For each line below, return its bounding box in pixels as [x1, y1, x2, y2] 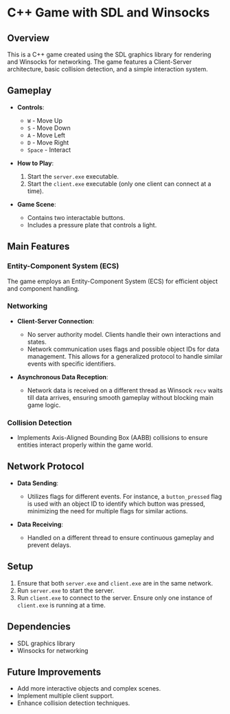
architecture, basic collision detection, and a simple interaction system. [7, 65, 208, 73]
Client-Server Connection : [16, 317, 95, 325]
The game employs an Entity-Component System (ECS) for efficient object [7, 277, 218, 285]
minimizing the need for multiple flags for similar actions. [27, 506, 188, 515]
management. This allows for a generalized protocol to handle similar [27, 352, 223, 360]
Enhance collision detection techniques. [16, 699, 130, 707]
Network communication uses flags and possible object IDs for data [27, 345, 220, 353]
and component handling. [7, 284, 80, 293]
